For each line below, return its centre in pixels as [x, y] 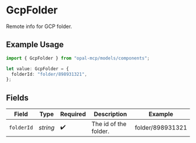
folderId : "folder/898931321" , [49, 74]
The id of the [109, 124]
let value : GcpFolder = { [37, 69]
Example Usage [35, 45]
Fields [17, 98]
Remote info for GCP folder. [39, 26]
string [47, 128]
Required [73, 114]
